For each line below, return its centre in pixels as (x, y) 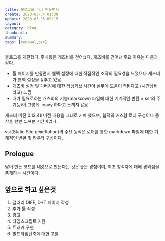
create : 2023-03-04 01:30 (32, 14)
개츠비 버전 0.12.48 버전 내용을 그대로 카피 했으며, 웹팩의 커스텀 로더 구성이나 (80, 115)
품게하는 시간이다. (22, 173)
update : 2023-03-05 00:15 (32, 19)
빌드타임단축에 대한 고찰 (36, 234)
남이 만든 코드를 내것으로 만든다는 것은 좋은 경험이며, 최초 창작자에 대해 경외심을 (82, 166)
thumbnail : (16, 33)
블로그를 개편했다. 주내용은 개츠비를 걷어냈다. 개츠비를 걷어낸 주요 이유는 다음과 (82, 57)
